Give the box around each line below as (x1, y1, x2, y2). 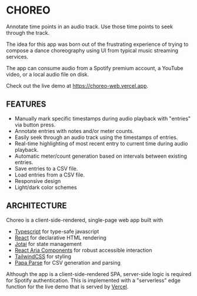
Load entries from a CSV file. (14, 171, 85, 178)
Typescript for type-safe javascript (14, 228, 99, 235)
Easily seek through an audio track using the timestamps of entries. (14, 134, 178, 141)
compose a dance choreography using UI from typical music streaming (6, 46, 178, 54)
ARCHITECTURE (6, 201, 67, 211)
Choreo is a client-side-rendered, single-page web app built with (6, 216, 163, 224)
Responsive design (14, 177, 61, 184)
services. (6, 53, 28, 60)
